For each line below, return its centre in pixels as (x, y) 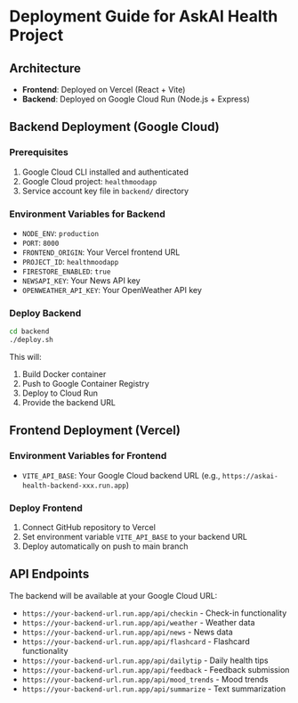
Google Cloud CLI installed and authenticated (105, 172)
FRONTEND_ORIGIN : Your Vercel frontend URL (101, 252)
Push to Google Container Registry (85, 384)
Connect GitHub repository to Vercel (89, 527)
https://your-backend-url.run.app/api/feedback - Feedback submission (156, 669)
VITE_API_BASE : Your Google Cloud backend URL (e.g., (121, 475)
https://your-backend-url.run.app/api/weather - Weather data (138, 622)
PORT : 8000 (40, 242)
